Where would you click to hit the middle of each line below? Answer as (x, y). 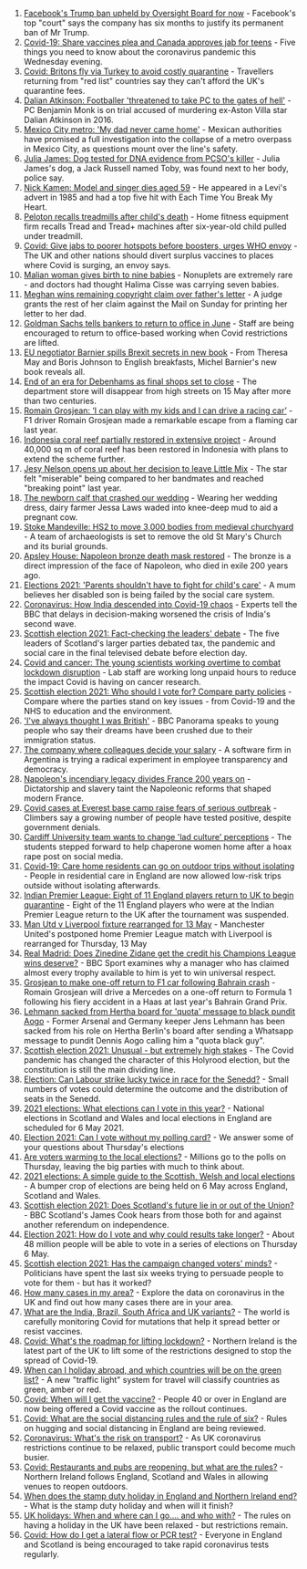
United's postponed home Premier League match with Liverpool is (148, 934)
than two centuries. (60, 401)
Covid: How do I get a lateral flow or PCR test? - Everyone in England (153, 1535)
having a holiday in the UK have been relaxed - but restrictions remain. (156, 1525)
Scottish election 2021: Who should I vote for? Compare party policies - (158, 691)
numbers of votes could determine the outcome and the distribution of (155, 1089)
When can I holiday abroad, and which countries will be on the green (152, 1370)
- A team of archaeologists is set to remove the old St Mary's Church (152, 536)
